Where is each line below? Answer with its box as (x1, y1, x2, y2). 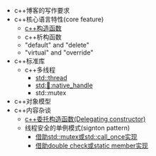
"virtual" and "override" (24, 48, 94, 57)
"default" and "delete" (24, 41, 90, 49)
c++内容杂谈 (13, 106, 52, 114)
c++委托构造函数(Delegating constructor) (24, 115, 146, 123)
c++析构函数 (24, 33, 62, 41)
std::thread (35, 74, 67, 82)
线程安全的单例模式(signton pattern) (24, 123, 130, 132)
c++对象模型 (13, 97, 52, 105)
